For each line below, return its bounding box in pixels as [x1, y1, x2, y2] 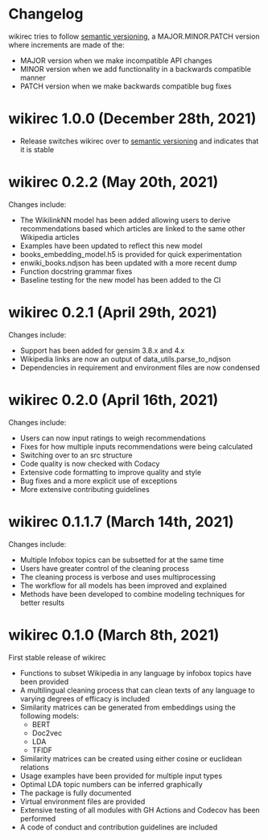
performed [19, 813, 56, 823]
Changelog [8, 5, 84, 23]
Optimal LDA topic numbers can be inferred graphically [19, 779, 203, 789]
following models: [19, 710, 79, 721]
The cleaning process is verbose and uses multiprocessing [19, 572, 216, 581]
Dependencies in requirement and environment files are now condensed [19, 362, 260, 372]
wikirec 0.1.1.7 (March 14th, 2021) [8, 512, 234, 531]
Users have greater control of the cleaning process [19, 563, 190, 573]
